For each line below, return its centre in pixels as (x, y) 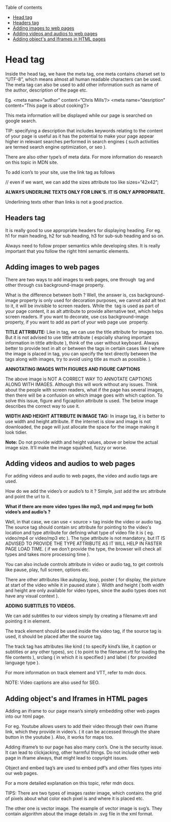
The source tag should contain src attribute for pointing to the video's (78, 527)
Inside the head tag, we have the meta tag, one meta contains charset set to (85, 74)
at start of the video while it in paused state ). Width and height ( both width (85, 585)
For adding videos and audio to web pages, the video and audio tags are (81, 476)
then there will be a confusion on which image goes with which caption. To (84, 395)
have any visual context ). (32, 596)
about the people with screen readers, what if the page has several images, (85, 390)
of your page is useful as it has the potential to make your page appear (80, 136)
